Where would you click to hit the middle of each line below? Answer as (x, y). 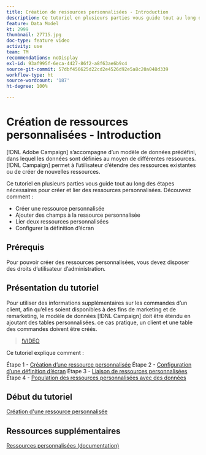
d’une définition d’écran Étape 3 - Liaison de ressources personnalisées (97, 371)
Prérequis (25, 247)
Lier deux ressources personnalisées (62, 221)
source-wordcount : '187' (38, 80)
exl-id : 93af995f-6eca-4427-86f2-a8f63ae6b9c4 (67, 63)
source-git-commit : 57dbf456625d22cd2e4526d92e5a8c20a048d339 (87, 69)
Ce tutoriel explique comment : (45, 352)
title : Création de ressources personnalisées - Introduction (87, 12)
